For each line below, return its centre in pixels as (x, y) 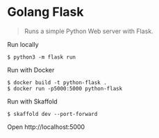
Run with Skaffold (32, 101)
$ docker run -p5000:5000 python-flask (65, 88)
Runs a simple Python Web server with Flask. (89, 31)
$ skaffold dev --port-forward (52, 114)
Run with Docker (31, 70)
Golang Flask (45, 12)
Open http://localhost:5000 (46, 127)
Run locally (23, 44)
